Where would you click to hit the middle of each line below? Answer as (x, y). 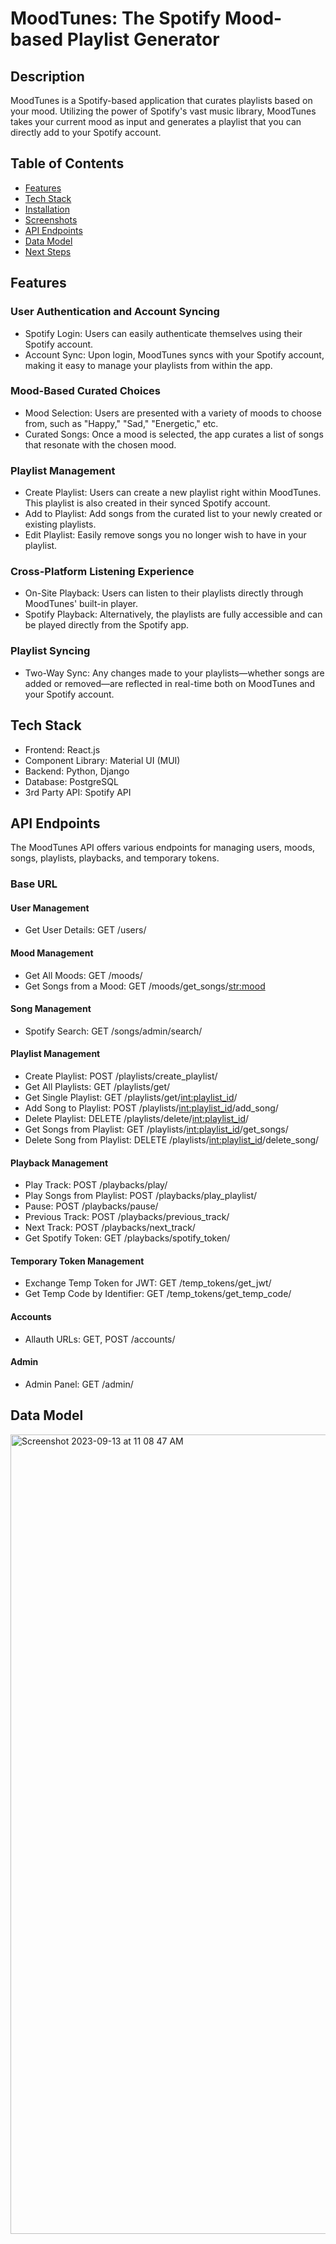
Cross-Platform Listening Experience (102, 572)
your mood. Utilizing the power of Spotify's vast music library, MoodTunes (163, 111)
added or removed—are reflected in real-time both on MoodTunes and (170, 683)
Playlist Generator (143, 39)
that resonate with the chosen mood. (100, 444)
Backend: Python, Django (77, 771)
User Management (50, 908)
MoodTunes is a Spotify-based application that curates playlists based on (161, 100)
